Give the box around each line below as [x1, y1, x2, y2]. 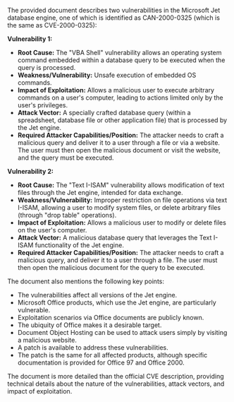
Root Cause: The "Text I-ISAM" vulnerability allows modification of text [17, 181, 225, 189]
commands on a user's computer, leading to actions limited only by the [17, 93, 223, 102]
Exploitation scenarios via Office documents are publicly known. [17, 314, 204, 321]
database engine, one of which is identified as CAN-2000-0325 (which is [7, 13, 221, 22]
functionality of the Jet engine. [35, 241, 125, 249]
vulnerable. [17, 306, 51, 314]
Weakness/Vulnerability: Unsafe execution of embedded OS [17, 71, 197, 79]
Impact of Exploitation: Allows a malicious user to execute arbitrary [17, 86, 215, 94]
